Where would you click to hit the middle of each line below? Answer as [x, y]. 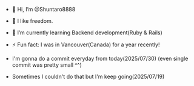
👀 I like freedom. [32, 21]
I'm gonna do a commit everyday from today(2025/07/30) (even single [100, 58]
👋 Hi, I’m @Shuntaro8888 [44, 9]
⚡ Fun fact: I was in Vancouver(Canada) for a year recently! [86, 45]
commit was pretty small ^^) [47, 65]
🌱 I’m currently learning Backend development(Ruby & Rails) [87, 32]
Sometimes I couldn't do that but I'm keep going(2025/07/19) [88, 76]
